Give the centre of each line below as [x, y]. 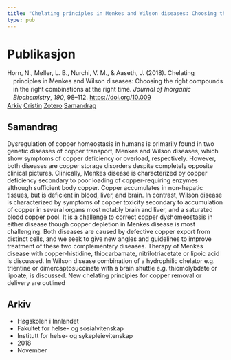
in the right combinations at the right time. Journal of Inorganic [102, 89]
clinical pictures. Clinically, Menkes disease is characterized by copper [107, 173]
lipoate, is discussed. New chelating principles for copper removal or [104, 275]
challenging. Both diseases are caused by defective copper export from [109, 231]
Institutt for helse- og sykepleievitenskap [75, 335]
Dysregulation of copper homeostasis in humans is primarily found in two [111, 144]
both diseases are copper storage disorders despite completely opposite [110, 165]
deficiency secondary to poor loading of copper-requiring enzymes [102, 180]
